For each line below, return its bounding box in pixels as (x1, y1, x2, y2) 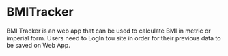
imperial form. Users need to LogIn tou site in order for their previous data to (6, 33, 221, 42)
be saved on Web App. (6, 41, 71, 49)
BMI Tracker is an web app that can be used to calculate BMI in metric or (6, 27, 211, 35)
